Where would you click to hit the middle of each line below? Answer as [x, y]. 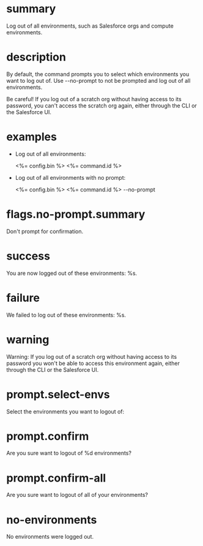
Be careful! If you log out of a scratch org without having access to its [94, 99]
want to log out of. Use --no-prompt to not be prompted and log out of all [98, 80]
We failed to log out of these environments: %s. [66, 315]
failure [23, 298]
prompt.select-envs [58, 394]
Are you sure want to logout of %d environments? [69, 453]
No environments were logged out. [50, 537]
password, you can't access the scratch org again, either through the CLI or [102, 106]
